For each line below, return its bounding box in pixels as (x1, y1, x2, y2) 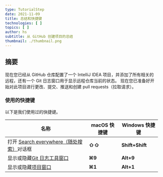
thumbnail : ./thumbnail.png (5, 39, 62, 44)
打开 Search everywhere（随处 (7, 138, 78, 145)
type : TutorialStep (5, 7, 45, 12)
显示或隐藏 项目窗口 (7, 163, 52, 170)
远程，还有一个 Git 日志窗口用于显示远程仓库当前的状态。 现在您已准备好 (5, 78, 150, 83)
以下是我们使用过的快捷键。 (5, 109, 61, 114)
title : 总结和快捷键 (5, 16, 42, 21)
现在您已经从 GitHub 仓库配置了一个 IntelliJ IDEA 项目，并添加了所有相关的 (5, 71, 154, 78)
